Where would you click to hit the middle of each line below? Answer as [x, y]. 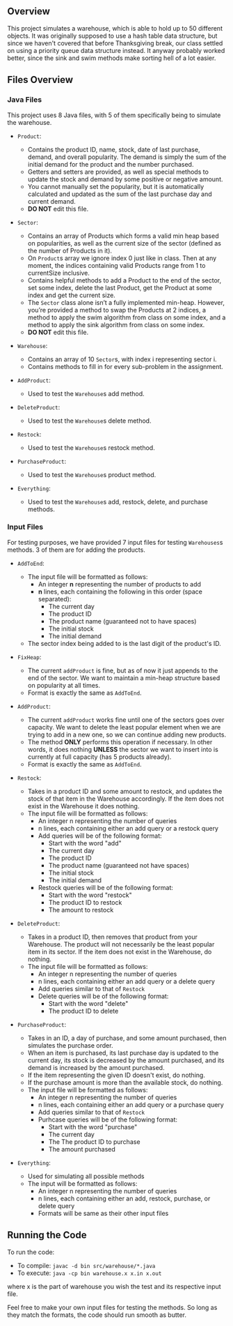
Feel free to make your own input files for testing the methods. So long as [112, 1307]
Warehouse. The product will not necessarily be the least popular [121, 944]
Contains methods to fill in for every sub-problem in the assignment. [126, 366]
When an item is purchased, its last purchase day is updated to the [123, 1053]
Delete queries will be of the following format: [103, 996]
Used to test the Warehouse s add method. [86, 393]
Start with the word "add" [85, 843]
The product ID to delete [83, 1011]
